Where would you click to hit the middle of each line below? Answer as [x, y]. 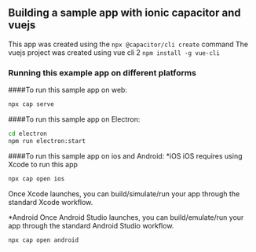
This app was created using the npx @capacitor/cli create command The [128, 44]
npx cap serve [31, 104]
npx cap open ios [37, 179]
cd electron [27, 133]
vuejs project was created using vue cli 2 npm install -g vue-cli [114, 52]
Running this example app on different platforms [102, 72]
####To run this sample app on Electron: [74, 119]
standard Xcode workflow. [51, 202]
